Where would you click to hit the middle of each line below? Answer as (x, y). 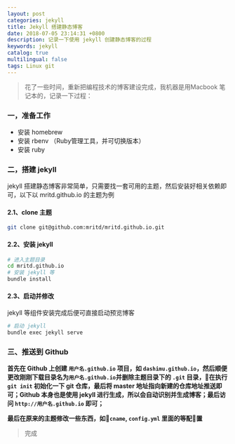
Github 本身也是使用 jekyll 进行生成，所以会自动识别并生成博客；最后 (120, 395)
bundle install (29, 279)
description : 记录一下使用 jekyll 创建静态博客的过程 (80, 40)
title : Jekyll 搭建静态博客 (45, 27)
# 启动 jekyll (27, 326)
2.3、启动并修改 (31, 296)
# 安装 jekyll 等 (31, 273)
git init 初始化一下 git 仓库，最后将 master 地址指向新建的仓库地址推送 (112, 386)
